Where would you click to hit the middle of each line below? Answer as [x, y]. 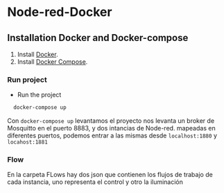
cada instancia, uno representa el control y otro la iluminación [95, 182]
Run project [27, 79]
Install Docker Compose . [52, 62]
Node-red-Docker [60, 12]
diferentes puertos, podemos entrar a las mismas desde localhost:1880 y [112, 135]
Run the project [39, 95]
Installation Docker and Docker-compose [98, 38]
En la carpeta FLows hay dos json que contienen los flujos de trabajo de [110, 175]
